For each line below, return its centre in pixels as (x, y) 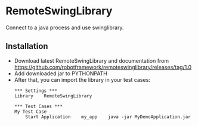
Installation (27, 46)
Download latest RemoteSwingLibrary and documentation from (92, 60)
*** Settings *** (36, 91)
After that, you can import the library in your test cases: (82, 79)
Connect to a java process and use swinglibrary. (65, 27)
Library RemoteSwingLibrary (53, 96)
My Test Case (30, 112)
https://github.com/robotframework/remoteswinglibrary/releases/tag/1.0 (103, 67)
